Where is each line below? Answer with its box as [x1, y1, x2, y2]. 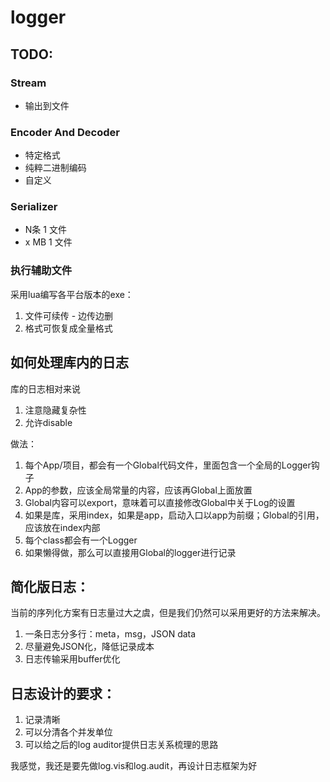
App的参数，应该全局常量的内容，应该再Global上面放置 [24, 484, 253, 496]
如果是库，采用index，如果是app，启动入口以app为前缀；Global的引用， [24, 509, 325, 521]
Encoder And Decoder [10, 125, 120, 139]
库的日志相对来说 [10, 382, 81, 395]
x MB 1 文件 [24, 236, 73, 248]
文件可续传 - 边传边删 [24, 309, 114, 321]
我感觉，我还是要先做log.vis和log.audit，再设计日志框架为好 [10, 760, 258, 772]
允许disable [24, 416, 73, 428]
